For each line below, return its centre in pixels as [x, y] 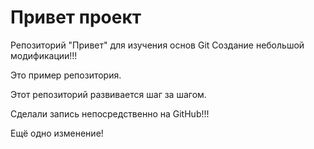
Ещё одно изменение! [57, 133]
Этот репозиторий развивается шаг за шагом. [108, 94]
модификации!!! [44, 55]
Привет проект [76, 17]
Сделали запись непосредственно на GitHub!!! [110, 113]
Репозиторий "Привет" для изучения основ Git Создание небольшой [157, 45]
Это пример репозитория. [66, 75]
